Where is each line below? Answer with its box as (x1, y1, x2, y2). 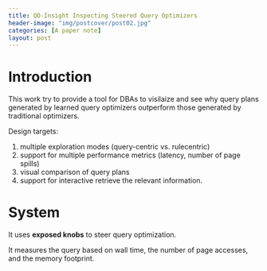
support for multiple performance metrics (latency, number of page (19, 150, 241, 160)
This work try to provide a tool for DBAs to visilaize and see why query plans (8, 95, 259, 104)
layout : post (8, 33, 52, 42)
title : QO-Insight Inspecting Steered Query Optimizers (8, 11, 198, 20)
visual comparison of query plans (19, 168, 130, 177)
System (8, 203, 61, 222)
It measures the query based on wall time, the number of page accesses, (8, 246, 249, 255)
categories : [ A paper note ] (8, 26, 102, 34)
